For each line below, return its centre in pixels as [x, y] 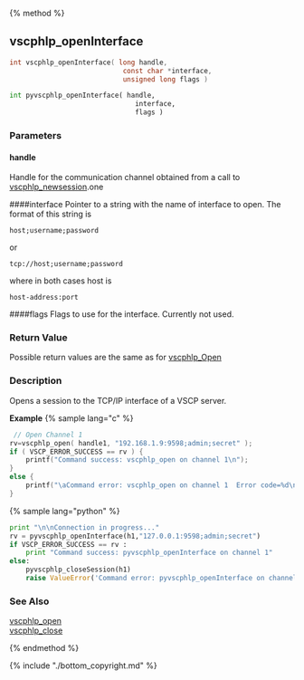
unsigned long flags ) [165, 79]
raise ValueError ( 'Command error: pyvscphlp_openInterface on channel [161, 579]
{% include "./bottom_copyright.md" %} [83, 666]
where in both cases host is [61, 281]
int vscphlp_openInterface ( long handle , [89, 62]
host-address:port [44, 298]
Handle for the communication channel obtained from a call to [125, 177]
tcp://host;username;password [66, 264]
